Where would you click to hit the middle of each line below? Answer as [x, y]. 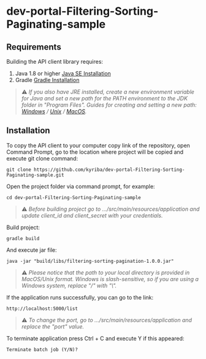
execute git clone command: [42, 158]
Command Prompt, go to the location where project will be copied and [95, 152]
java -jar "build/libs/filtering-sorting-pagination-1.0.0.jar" [90, 261]
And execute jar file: [32, 250]
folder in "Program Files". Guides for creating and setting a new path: [109, 105]
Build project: [23, 227]
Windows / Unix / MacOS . [54, 111]
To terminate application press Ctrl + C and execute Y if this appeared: [95, 338]
